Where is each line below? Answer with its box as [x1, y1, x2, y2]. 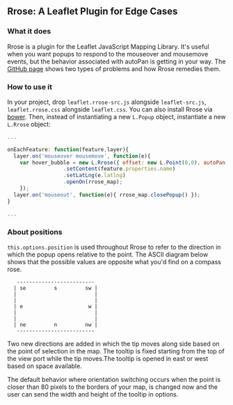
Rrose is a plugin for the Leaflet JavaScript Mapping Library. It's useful [7, 42, 210, 51]
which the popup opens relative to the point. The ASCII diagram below [7, 250, 209, 259]
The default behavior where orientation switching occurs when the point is [7, 375, 221, 383]
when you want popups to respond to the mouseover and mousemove [7, 49, 209, 58]
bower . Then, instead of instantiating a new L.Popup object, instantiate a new [7, 112, 226, 121]
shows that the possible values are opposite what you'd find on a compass [7, 257, 221, 266]
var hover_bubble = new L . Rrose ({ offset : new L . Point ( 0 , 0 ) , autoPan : [19, 159, 229, 166]
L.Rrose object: [7, 120, 51, 128]
